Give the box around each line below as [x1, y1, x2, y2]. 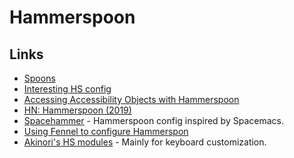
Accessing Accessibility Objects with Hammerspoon [23, 94, 240, 105]
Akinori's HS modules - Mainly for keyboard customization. [23, 136, 267, 148]
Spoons [23, 72, 56, 84]
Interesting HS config [23, 83, 112, 95]
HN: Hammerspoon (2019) [23, 104, 132, 116]
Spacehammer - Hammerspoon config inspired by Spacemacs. [23, 115, 284, 126]
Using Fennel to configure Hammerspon [23, 126, 189, 137]
